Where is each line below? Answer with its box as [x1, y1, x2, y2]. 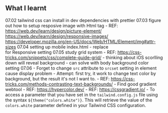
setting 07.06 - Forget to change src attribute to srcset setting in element [5, 65, 157, 71]
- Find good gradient [114, 81, 157, 87]
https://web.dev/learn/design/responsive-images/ [5, 33, 109, 39]
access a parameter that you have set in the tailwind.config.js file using [5, 91, 158, 97]
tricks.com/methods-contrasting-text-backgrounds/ [5, 81, 113, 87]
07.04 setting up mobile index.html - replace [17, 43, 109, 49]
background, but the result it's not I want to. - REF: [5, 75, 110, 81]
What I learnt [5, 4, 47, 12]
